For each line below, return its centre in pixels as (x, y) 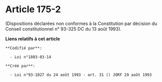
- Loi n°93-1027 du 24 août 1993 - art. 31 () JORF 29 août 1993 (81, 75)
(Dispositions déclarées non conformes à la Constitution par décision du (81, 23)
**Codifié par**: (24, 48)
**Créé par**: (20, 66)
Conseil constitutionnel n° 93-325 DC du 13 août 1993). (63, 29)
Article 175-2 (33, 9)
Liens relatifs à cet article (33, 39)
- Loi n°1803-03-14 (31, 57)
